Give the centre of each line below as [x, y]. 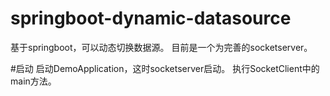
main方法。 [33, 81]
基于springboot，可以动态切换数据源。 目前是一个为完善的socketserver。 [161, 47]
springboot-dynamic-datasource [151, 18]
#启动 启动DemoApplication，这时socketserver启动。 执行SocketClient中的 [165, 68]
